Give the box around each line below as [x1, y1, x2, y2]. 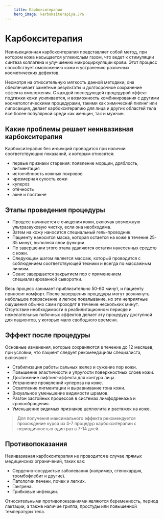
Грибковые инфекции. [12, 489, 59, 494]
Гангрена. [12, 483, 33, 489]
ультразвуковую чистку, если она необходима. [12, 224, 112, 230]
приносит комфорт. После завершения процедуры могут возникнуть [5, 291, 150, 297]
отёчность [12, 186, 34, 192]
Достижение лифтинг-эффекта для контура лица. [12, 374, 116, 380]
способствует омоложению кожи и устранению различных [5, 65, 130, 71]
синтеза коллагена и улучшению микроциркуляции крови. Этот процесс [5, 59, 158, 65]
